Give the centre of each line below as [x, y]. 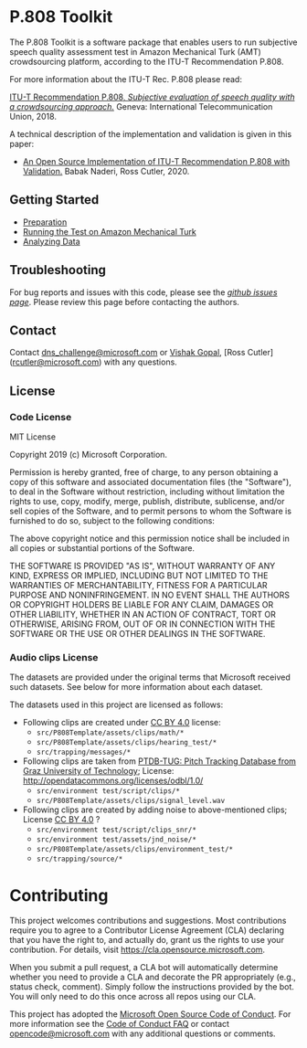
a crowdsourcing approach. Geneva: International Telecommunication [141, 106]
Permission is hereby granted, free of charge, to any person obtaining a [144, 472]
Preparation [45, 222]
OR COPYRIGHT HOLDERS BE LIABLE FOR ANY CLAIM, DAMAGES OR [142, 605]
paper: [22, 143]
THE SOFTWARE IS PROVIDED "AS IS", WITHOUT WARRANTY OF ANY [143, 566]
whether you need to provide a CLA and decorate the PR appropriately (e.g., [153, 977]
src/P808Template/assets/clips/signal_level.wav [131, 801]
